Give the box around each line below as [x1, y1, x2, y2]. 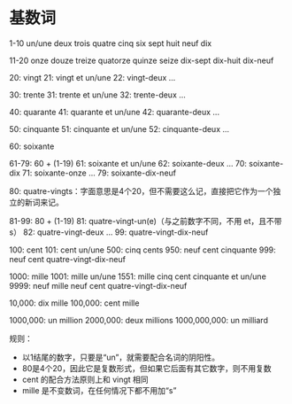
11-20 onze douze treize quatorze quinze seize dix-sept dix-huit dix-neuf [9, 55, 274, 66]
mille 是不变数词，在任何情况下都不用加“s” [21, 385, 177, 395]
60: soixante [9, 141, 55, 151]
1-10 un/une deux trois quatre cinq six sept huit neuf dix [9, 37, 212, 49]
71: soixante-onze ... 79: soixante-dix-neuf [21, 167, 177, 178]
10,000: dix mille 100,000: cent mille [9, 298, 140, 308]
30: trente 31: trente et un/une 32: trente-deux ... [9, 89, 186, 100]
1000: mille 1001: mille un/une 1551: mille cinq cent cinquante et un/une [9, 271, 267, 282]
